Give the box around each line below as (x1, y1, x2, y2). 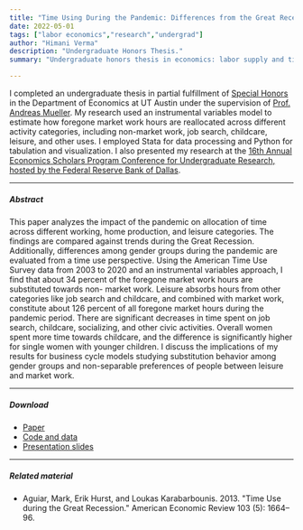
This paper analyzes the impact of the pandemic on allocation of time (9, 216, 268, 227)
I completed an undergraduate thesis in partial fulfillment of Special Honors (9, 88, 289, 98)
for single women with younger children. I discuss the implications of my (9, 340, 279, 352)
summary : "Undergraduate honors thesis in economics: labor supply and (9, 55, 284, 64)
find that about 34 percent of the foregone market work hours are (9, 274, 253, 284)
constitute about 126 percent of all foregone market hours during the (9, 302, 264, 313)
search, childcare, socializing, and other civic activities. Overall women (9, 321, 273, 332)
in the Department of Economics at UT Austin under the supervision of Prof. (9, 98, 291, 108)
